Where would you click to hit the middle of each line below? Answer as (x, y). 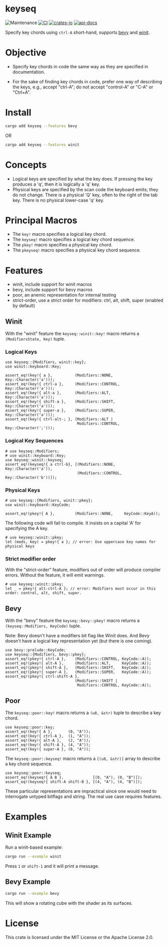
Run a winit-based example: (34, 847)
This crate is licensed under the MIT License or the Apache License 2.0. (79, 937)
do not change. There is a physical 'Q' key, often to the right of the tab (85, 195)
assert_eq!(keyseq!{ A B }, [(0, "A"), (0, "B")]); (74, 777)
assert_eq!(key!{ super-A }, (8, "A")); (48, 749)
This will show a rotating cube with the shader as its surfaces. (69, 903)
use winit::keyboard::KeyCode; (38, 505)
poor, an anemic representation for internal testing (64, 295)
